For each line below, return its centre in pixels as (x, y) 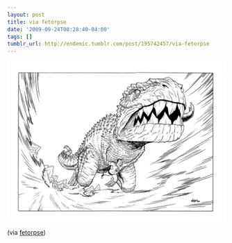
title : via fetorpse (37, 22)
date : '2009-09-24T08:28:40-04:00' (59, 29)
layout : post (26, 15)
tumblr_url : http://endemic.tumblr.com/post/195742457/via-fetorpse (108, 44)
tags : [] (20, 37)
